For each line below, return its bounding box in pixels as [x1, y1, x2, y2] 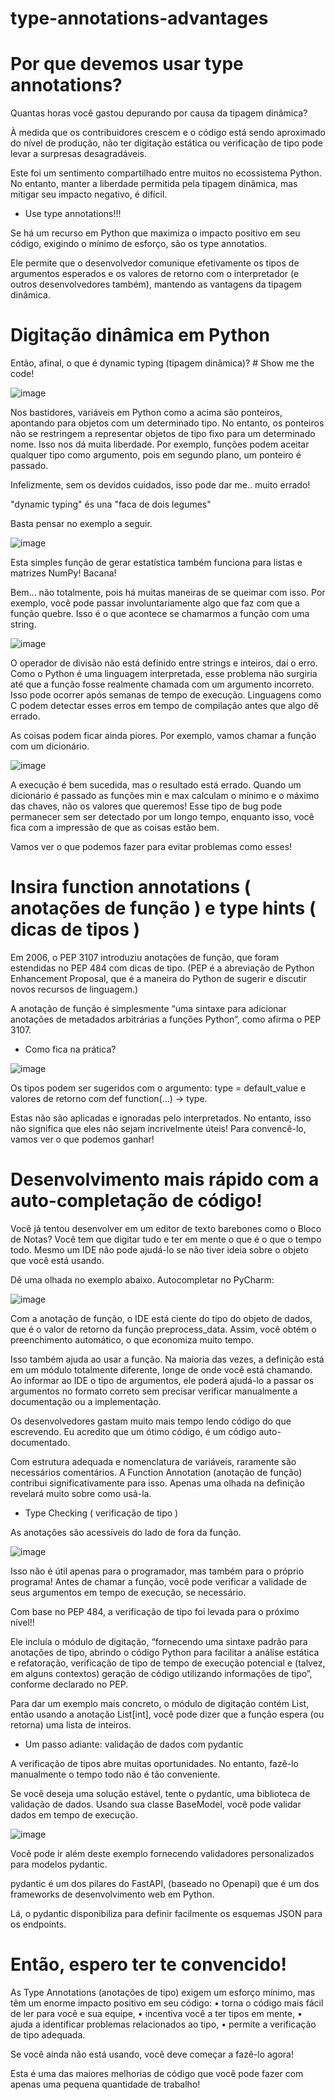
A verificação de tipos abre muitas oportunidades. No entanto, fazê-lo [10, 1757, 299, 1769]
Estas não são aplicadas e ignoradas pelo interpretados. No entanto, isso [10, 1112, 312, 1124]
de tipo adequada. [10, 2028, 86, 2041]
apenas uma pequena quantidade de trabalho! [10, 2078, 201, 2090]
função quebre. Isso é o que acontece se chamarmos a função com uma [10, 608, 310, 620]
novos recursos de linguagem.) [10, 983, 139, 995]
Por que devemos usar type [10, 53, 244, 76]
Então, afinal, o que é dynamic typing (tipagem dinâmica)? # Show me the [10, 357, 315, 369]
